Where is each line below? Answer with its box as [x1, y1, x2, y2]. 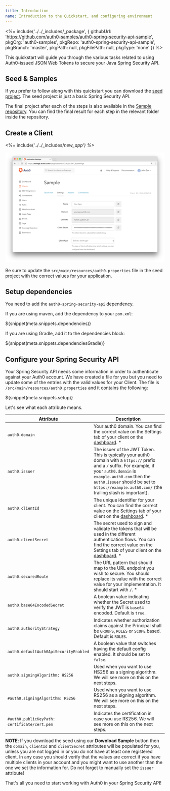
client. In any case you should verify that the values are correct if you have [5, 754, 161, 760]
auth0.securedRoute [7, 574, 49, 579]
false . [93, 656, 107, 662]
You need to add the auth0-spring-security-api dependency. [5, 301, 134, 307]
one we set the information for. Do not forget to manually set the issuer [5, 765, 154, 771]
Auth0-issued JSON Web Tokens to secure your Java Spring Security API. [5, 60, 160, 66]
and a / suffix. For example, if [93, 463, 155, 469]
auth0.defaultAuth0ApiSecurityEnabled [7, 649, 90, 655]
